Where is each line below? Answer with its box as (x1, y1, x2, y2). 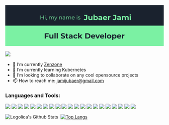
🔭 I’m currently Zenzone (12, 61, 62, 67)
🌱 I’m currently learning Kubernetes (12, 67, 87, 73)
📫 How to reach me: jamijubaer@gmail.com (12, 77, 104, 84)
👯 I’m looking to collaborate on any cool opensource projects (12, 72, 139, 78)
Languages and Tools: (5, 92, 60, 99)
